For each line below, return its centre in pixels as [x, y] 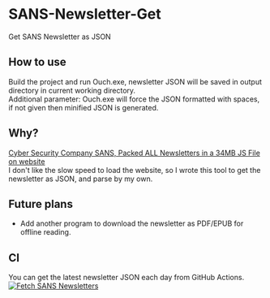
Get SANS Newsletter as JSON [60, 37]
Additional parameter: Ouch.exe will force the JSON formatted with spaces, [134, 99]
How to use [37, 62]
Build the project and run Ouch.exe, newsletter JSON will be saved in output [135, 81]
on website [27, 161]
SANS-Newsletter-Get [85, 14]
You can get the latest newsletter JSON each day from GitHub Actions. [126, 278]
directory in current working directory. [72, 90]
